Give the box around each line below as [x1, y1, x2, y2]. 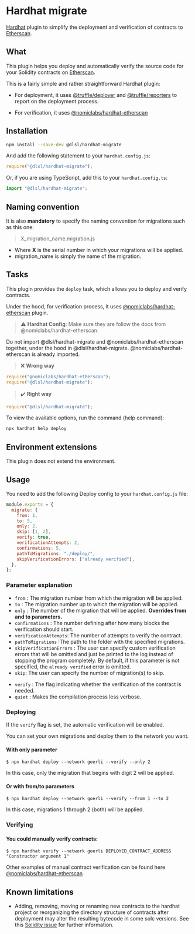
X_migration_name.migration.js [20, 235, 95, 242]
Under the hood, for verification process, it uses [6, 303, 122, 310]
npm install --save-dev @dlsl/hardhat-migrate [6, 142, 122, 147]
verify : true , [16, 535, 51, 540]
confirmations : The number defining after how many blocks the [14, 619, 170, 626]
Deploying [6, 708, 36, 716]
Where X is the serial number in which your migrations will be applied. [14, 247, 183, 253]
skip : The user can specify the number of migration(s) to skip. [14, 669, 165, 676]
